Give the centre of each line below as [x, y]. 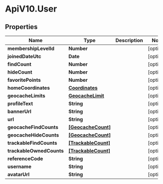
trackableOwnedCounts [36, 151]
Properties [21, 27]
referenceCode [25, 159]
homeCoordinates [29, 88]
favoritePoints [24, 80]
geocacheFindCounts [33, 127]
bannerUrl [19, 111]
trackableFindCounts [32, 143]
